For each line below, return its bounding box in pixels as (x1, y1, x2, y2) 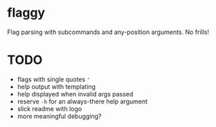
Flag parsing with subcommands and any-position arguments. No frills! (7, 28, 210, 36)
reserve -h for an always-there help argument (17, 97, 148, 105)
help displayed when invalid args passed (17, 90, 134, 98)
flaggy (7, 5, 46, 21)
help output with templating (17, 82, 96, 91)
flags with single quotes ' (17, 75, 91, 83)
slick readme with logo (17, 104, 82, 112)
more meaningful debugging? (17, 112, 102, 120)
